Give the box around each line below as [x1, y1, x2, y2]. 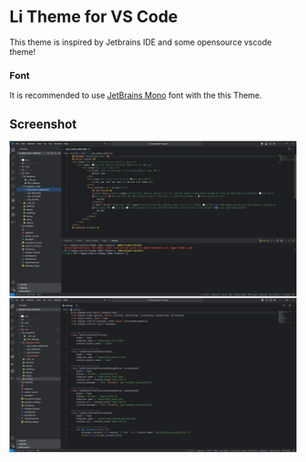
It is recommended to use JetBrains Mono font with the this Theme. [9, 89, 262, 101]
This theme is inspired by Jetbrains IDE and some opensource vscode [9, 37, 272, 47]
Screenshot [9, 116, 77, 131]
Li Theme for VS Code [9, 6, 178, 27]
